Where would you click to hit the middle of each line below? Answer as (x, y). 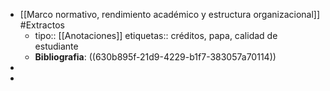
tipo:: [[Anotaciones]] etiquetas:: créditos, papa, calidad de (156, 35)
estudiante (56, 46)
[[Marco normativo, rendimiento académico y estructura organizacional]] (170, 14)
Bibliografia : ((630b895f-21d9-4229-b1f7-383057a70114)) (155, 57)
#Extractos (42, 25)
